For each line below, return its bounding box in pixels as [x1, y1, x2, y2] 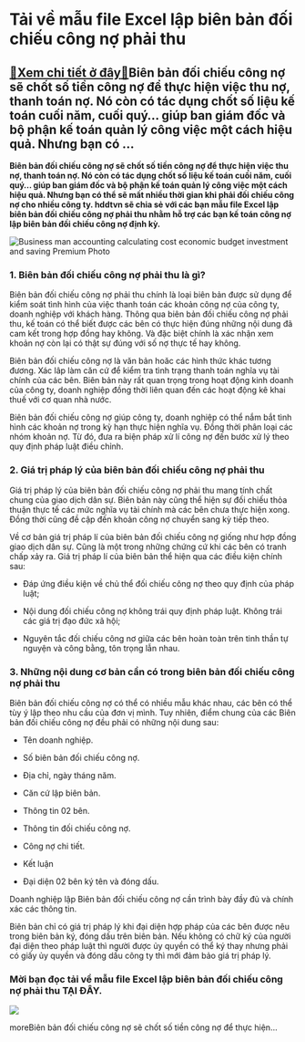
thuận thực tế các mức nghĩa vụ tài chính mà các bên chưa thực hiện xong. [9, 504, 290, 515]
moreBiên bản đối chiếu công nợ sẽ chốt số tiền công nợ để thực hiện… [9, 1022, 278, 1033]
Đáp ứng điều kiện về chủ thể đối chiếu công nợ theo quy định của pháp [22, 578, 294, 589]
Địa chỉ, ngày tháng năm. [22, 769, 117, 780]
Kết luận [22, 858, 55, 869]
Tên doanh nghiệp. [22, 735, 94, 745]
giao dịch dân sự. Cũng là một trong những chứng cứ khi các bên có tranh [9, 541, 287, 552]
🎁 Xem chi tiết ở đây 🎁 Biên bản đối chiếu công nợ [9, 65, 286, 80]
